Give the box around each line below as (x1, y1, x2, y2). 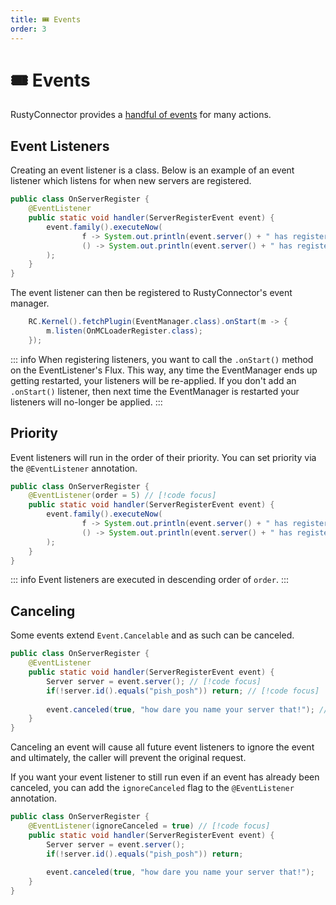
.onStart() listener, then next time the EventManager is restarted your (10, 385, 300, 397)
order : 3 (10, 24, 47, 34)
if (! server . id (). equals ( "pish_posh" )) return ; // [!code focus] (46, 686, 320, 696)
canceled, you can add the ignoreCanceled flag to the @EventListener (10, 782, 295, 794)
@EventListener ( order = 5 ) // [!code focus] (28, 491, 217, 501)
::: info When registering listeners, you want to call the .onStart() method (10, 353, 314, 365)
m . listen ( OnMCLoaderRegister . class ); (46, 326, 203, 336)
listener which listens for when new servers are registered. (10, 175, 252, 187)
